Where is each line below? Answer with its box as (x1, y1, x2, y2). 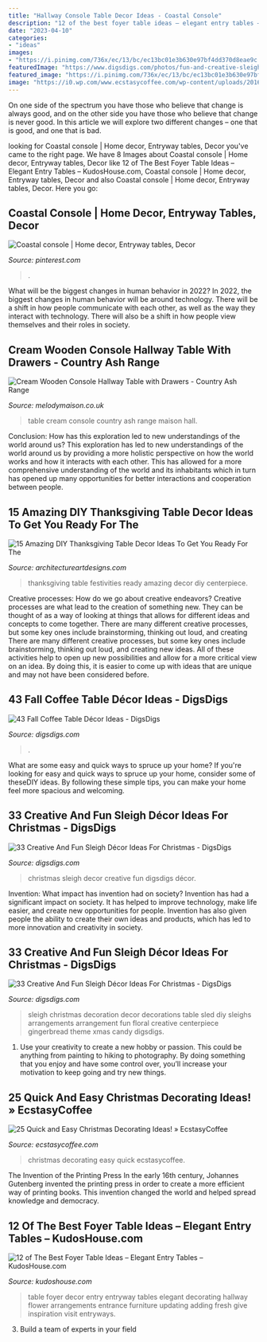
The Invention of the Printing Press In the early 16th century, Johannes (8, 1171, 239, 1180)
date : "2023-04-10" (8, 26, 73, 34)
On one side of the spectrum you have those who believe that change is (8, 100, 244, 110)
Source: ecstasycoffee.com (8, 1140, 99, 1149)
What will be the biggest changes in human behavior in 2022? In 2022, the (8, 286, 252, 295)
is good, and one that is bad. (8, 125, 102, 135)
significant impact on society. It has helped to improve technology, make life (8, 897, 257, 906)
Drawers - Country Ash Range (8, 355, 161, 369)
